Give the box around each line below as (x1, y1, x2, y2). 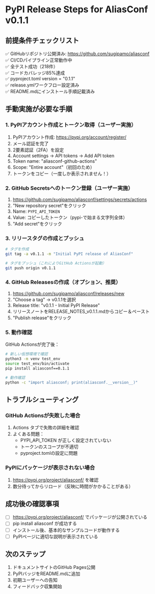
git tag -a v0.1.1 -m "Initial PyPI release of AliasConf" (5, 252, 134, 257)
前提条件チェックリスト (5, 36, 79, 45)
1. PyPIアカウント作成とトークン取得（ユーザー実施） (5, 121, 137, 128)
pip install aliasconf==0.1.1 (5, 366, 70, 371)
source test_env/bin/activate (5, 361, 70, 366)
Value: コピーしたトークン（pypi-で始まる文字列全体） (12, 214, 127, 221)
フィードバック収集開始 (12, 583, 62, 589)
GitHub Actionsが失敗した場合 (5, 412, 81, 419)
